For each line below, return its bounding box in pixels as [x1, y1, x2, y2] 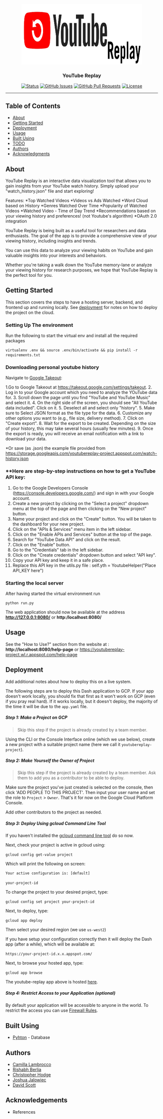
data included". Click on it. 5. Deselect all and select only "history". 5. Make [5, 405, 155, 411]
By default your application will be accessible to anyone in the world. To [5, 1002, 149, 1008]
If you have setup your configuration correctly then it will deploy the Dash [5, 936, 152, 942]
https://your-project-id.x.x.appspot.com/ [5, 951, 92, 957]
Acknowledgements [5, 1096, 68, 1104]
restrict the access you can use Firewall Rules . [5, 1007, 98, 1014]
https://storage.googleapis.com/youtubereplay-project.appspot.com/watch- [5, 451, 158, 457]
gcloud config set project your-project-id [5, 899, 95, 904]
